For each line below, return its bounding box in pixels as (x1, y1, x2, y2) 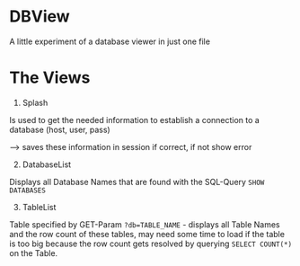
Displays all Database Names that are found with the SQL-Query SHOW (9, 176, 265, 187)
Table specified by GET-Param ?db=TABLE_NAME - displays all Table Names (9, 218, 280, 230)
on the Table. (9, 247, 58, 258)
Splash (22, 97, 49, 108)
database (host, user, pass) (9, 124, 110, 135)
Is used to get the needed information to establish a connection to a (9, 114, 260, 125)
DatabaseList (22, 159, 72, 170)
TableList (22, 201, 57, 212)
